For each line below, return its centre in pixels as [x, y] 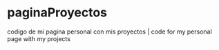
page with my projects [39, 38]
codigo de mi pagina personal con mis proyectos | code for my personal [109, 32]
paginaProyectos [57, 13]
